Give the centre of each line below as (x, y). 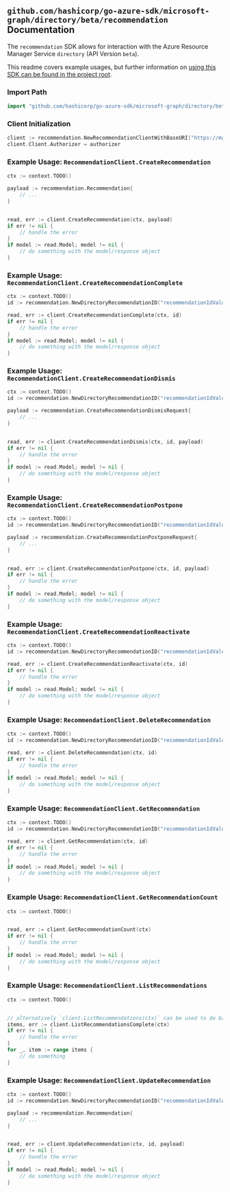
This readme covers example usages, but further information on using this (112, 67)
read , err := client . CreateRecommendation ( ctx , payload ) (90, 219)
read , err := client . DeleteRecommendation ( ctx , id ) (82, 753)
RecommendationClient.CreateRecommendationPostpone (95, 505)
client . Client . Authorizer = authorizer (64, 145)
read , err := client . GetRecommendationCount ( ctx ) (79, 930)
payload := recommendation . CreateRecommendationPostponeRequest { (102, 537)
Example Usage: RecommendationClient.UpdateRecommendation (109, 1080)
